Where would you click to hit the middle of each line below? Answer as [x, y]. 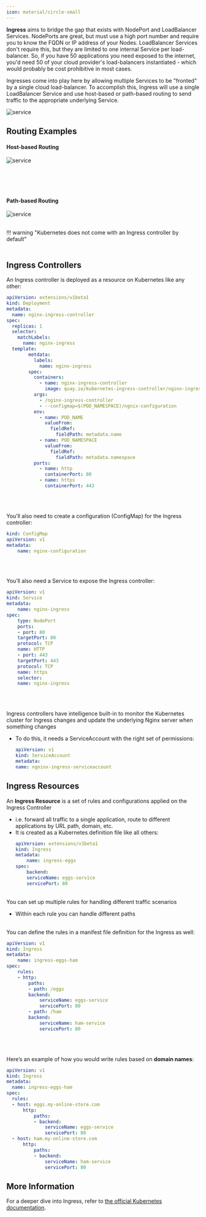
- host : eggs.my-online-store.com [56, 1104]
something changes [31, 727]
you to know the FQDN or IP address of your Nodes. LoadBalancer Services [102, 42]
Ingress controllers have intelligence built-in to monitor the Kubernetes [96, 714]
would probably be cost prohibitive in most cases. [69, 69]
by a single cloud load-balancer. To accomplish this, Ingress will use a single [103, 87]
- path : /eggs [46, 989]
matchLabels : [34, 338]
